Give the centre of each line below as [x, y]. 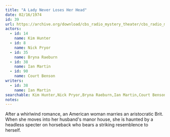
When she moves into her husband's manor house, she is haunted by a [79, 119]
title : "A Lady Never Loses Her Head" [46, 10]
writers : [14, 81]
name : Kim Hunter [33, 39]
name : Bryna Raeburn [36, 57]
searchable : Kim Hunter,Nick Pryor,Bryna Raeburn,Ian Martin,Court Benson [86, 95]
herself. [13, 130]
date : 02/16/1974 [24, 15]
